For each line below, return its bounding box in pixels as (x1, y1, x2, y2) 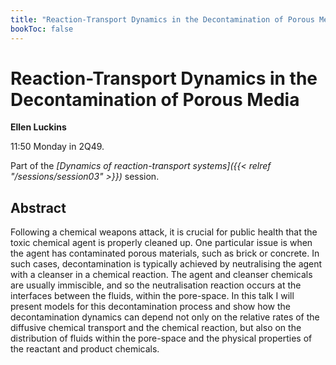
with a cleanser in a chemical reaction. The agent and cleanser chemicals (10, 269, 313, 281)
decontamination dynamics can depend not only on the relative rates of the (10, 311, 320, 323)
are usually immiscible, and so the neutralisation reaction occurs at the (10, 279, 302, 291)
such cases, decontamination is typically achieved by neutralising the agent (10, 258, 323, 270)
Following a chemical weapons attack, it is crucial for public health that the (10, 226, 318, 238)
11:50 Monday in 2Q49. (10, 141, 105, 153)
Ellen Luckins (10, 121, 67, 133)
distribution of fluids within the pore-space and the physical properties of (10, 332, 313, 345)
